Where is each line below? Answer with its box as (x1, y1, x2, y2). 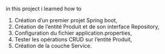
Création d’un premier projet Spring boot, (14, 17, 118, 23)
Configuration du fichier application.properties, (14, 29, 132, 37)
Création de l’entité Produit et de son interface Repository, (14, 23, 160, 30)
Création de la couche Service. (14, 42, 92, 49)
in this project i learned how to (5, 5, 82, 12)
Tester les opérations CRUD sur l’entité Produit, (14, 36, 133, 43)
